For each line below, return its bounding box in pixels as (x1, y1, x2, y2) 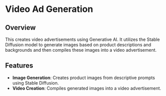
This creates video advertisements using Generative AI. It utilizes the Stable (5, 36, 160, 42)
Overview (5, 23, 36, 32)
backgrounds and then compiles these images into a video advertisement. (5, 47, 157, 53)
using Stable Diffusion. (12, 80, 59, 86)
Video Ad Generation (5, 3, 93, 15)
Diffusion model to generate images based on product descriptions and (5, 42, 152, 48)
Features (5, 61, 33, 70)
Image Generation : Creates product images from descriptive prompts (12, 75, 155, 81)
